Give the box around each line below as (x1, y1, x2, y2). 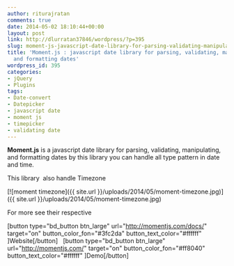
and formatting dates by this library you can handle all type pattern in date (7, 153, 220, 162)
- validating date (7, 127, 61, 134)
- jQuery (7, 75, 33, 82)
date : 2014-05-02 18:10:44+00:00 (7, 23, 104, 30)
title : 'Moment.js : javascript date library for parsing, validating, (7, 49, 219, 56)
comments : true (7, 17, 52, 24)
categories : (7, 68, 42, 75)
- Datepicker (7, 101, 45, 108)
